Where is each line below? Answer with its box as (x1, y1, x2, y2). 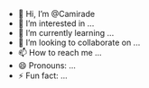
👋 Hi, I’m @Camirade (17, 9, 96, 19)
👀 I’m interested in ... (17, 18, 95, 29)
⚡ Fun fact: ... (17, 70, 68, 81)
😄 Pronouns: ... (17, 60, 77, 71)
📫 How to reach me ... (17, 48, 102, 57)
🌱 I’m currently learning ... (17, 28, 115, 38)
